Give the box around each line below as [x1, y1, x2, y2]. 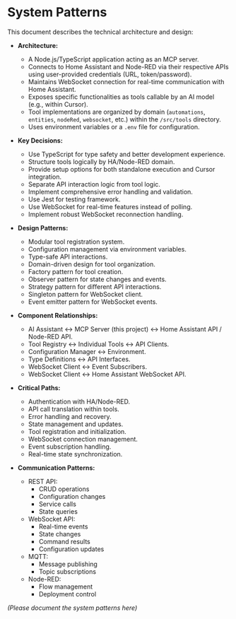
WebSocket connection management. [28, 435, 138, 443]
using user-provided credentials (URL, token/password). [28, 70, 192, 78]
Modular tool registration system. [28, 237, 125, 246]
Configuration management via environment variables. [28, 244, 187, 253]
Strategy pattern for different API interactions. [28, 282, 162, 290]
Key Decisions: [17, 136, 64, 145]
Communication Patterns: [17, 464, 95, 472]
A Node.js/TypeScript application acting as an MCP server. [28, 54, 199, 64]
